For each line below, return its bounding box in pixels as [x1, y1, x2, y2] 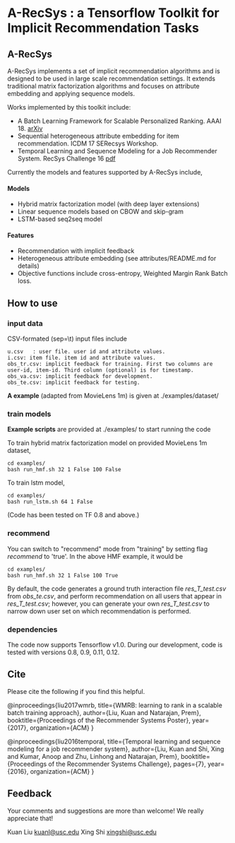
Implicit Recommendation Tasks [7, 20, 200, 36]
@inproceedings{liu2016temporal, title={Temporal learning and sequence [7, 737, 221, 745]
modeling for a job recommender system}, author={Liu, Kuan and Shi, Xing [7, 744, 224, 753]
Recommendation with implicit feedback [17, 247, 135, 255]
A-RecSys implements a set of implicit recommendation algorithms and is [7, 67, 220, 75]
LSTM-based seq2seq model [17, 215, 102, 223]
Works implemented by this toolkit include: [7, 103, 131, 111]
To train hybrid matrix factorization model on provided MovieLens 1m [7, 439, 207, 447]
